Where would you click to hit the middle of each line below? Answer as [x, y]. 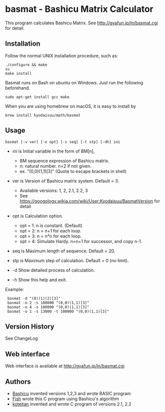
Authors [18, 382]
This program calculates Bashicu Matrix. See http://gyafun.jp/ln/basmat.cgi [82, 23]
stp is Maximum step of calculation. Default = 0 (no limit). [71, 260]
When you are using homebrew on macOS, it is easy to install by [71, 106]
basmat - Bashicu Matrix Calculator [79, 9]
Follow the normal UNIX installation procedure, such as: [62, 56]
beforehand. [18, 88]
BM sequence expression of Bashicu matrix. [64, 161]
